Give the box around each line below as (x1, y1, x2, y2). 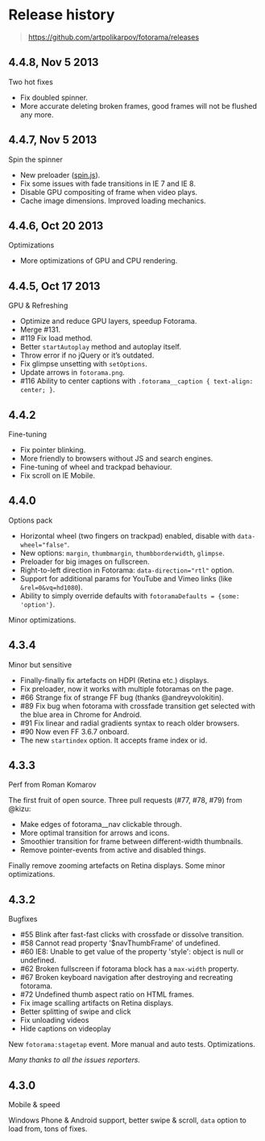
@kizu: (8, 804, 31, 814)
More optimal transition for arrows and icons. (19, 828, 170, 838)
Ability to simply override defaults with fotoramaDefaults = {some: (19, 590, 240, 601)
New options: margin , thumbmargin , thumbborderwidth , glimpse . (19, 548, 225, 557)
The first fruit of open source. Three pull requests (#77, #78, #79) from (8, 796, 242, 805)
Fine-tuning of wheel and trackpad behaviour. (19, 462, 172, 472)
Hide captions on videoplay (19, 1024, 111, 1034)
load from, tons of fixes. (8, 1124, 88, 1134)
